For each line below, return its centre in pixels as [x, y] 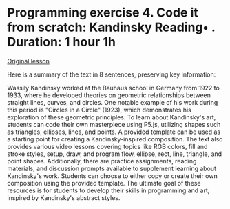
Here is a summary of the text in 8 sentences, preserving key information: [112, 74]
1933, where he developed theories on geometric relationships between [109, 95]
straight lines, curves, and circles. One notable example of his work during [113, 102]
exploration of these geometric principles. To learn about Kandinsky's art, [112, 117]
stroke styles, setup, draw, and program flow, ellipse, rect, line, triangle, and [115, 154]
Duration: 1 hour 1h [61, 42]
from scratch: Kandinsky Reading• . [111, 27]
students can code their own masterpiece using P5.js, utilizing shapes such [114, 124]
